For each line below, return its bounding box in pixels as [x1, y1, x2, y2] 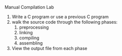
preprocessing [19, 24, 49, 30]
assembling [19, 40, 43, 46]
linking [19, 30, 33, 35]
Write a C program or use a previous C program [11, 14, 109, 19]
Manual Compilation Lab [4, 4, 54, 10]
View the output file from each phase [11, 46, 87, 51]
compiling [19, 35, 40, 41]
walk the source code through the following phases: [11, 19, 118, 25]
